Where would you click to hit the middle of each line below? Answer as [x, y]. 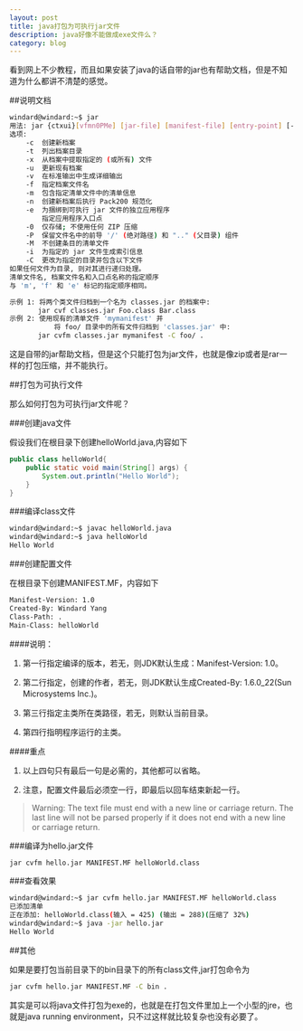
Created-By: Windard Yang [58, 608]
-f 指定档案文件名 [57, 185]
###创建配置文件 [41, 563]
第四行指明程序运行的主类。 [74, 732]
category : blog [38, 43]
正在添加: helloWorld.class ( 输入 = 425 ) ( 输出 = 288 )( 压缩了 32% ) [130, 915]
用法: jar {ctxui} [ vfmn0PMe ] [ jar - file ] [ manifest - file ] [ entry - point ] [146, 126]
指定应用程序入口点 [72, 218]
